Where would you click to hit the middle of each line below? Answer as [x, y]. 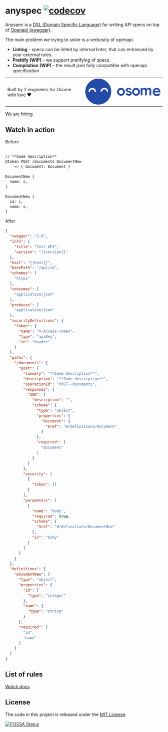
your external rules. [32, 55]
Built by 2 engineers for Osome [39, 89]
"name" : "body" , [49, 511]
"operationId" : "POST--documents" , [60, 384]
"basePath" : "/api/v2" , [34, 268]
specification [26, 71]
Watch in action [30, 130]
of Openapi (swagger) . [28, 30]
